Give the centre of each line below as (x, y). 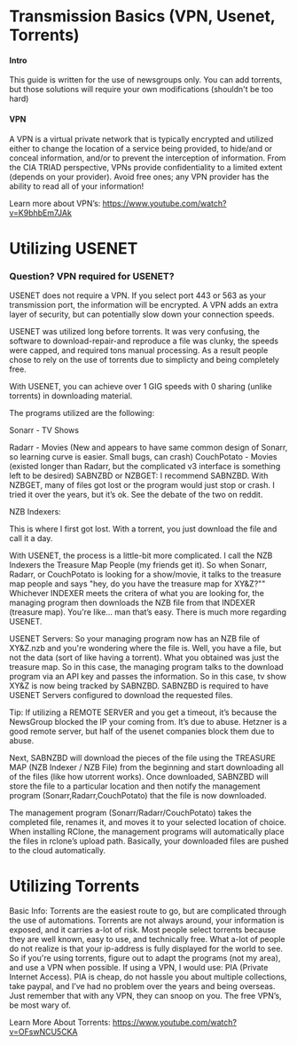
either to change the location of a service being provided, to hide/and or (141, 148)
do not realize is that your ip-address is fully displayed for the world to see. (146, 949)
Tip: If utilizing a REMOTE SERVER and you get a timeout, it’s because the (143, 712)
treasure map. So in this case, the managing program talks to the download (146, 667)
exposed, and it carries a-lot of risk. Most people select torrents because (143, 930)
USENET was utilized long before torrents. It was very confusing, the (134, 332)
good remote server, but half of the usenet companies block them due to (142, 731)
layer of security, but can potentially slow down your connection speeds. (142, 314)
